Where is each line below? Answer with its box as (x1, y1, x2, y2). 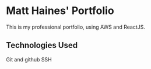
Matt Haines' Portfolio (6, 4, 115, 18)
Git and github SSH (6, 56, 52, 63)
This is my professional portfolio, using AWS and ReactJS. (6, 23, 146, 30)
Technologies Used (6, 40, 78, 50)
